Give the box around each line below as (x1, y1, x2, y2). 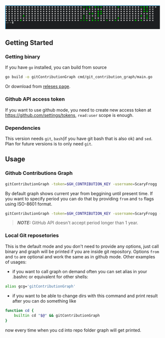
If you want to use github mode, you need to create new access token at (5, 107, 151, 113)
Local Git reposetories (5, 232, 59, 239)
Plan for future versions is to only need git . (5, 141, 93, 146)
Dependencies (5, 124, 41, 131)
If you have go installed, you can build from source (5, 64, 107, 70)
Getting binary (5, 54, 40, 60)
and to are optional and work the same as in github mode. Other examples (5, 253, 156, 259)
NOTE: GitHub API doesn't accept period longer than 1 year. (17, 220, 138, 226)
